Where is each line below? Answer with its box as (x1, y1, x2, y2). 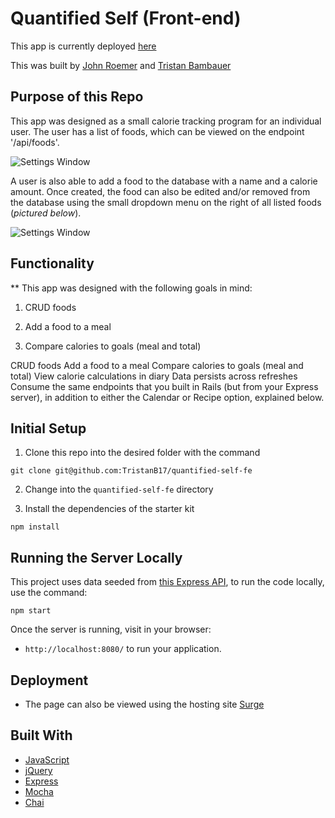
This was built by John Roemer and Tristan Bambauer (10, 59, 232, 71)
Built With (10, 727, 73, 744)
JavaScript (24, 753, 70, 766)
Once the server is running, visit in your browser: (10, 623, 212, 636)
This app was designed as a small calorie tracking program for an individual (10, 115, 322, 127)
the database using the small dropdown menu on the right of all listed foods (10, 196, 322, 208)
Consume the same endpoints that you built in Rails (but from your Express (10, 380, 319, 392)
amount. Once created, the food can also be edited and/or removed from (10, 185, 311, 197)
